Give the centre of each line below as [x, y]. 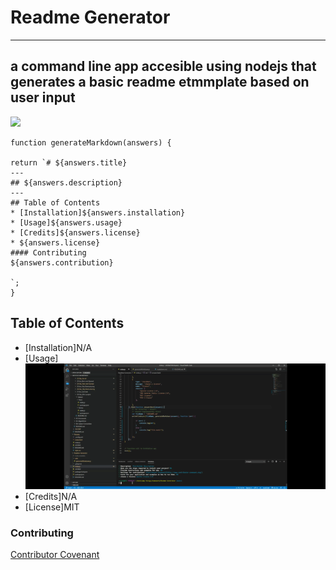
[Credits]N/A [51, 496]
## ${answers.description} [66, 182]
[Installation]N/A [58, 347]
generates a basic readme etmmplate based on [160, 82]
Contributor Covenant [55, 554]
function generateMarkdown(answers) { [91, 142]
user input [43, 97]
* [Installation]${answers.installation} [98, 212]
